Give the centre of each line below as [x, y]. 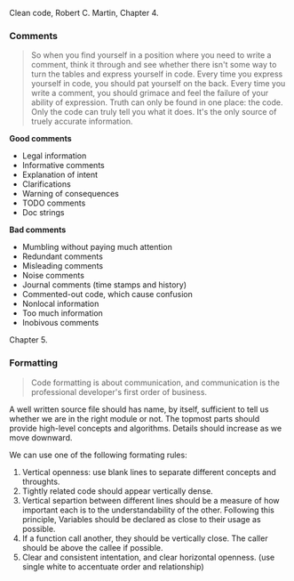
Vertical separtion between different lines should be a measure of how [151, 500]
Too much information [63, 313]
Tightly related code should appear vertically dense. [117, 491]
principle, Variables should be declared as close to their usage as [141, 519]
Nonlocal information [60, 304]
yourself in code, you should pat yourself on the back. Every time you [158, 84]
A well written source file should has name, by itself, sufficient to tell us [139, 409]
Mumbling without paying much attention [97, 247]
